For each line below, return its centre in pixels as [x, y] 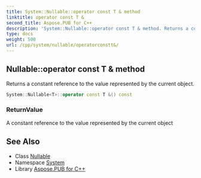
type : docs [20, 34]
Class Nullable [33, 156]
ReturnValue [25, 110]
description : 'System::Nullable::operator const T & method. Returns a [97, 28]
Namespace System [39, 162]
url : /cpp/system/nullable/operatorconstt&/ [63, 45]
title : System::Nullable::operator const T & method [73, 12]
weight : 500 [21, 39]
